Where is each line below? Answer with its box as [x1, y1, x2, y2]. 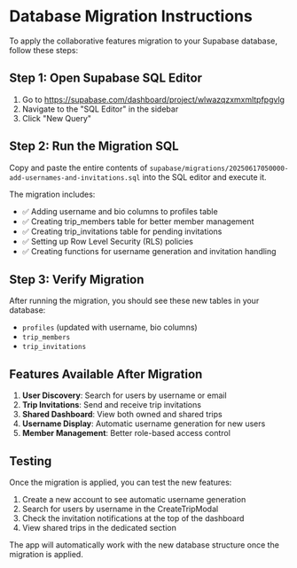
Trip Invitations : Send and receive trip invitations [21, 400, 202, 410]
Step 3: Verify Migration [9, 272, 145, 287]
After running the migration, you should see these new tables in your [9, 295, 260, 307]
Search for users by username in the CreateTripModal [21, 503, 219, 514]
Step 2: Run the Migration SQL [9, 139, 179, 154]
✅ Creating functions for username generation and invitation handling [21, 245, 277, 256]
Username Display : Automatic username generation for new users [21, 418, 266, 429]
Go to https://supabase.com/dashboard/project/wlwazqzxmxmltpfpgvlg [21, 94, 285, 105]
